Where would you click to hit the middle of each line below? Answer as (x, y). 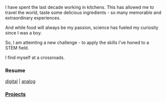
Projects (15, 94)
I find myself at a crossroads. (35, 57)
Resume (15, 70)
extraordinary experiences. (33, 18)
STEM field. (17, 48)
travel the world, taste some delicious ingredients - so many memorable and (83, 12)
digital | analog (20, 81)
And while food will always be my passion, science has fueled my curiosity (82, 27)
